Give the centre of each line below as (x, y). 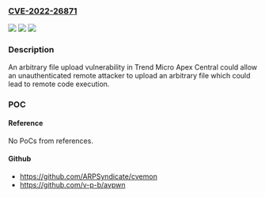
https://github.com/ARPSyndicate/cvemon (89, 176)
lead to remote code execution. (59, 84)
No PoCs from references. (51, 141)
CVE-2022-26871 (43, 11)
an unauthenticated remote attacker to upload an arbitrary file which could (129, 75)
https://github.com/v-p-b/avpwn (72, 184)
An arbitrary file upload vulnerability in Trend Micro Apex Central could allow (133, 67)
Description (31, 50)
